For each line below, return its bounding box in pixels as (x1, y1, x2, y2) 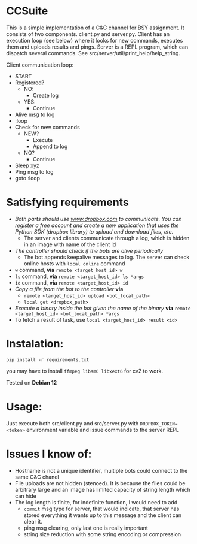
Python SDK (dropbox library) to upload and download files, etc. (14, 228, 174, 235)
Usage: (6, 400, 43, 413)
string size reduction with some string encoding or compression (23, 530, 181, 537)
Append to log (32, 143, 68, 150)
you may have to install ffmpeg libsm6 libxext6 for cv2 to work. (6, 367, 164, 374)
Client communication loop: (6, 61, 74, 68)
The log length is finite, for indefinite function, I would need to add (14, 498, 178, 506)
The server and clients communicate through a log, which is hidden (23, 234, 190, 241)
